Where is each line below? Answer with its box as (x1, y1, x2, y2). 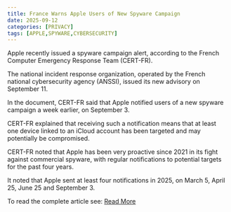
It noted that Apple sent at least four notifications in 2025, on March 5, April (7, 176, 225, 185)
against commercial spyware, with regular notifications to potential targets (7, 155, 222, 164)
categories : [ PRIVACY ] (7, 23, 74, 30)
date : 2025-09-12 (7, 17, 58, 24)
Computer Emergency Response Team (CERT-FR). (7, 57, 153, 65)
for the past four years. (7, 162, 74, 171)
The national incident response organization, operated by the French (7, 70, 206, 78)
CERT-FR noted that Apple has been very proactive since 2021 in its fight (7, 148, 218, 156)
